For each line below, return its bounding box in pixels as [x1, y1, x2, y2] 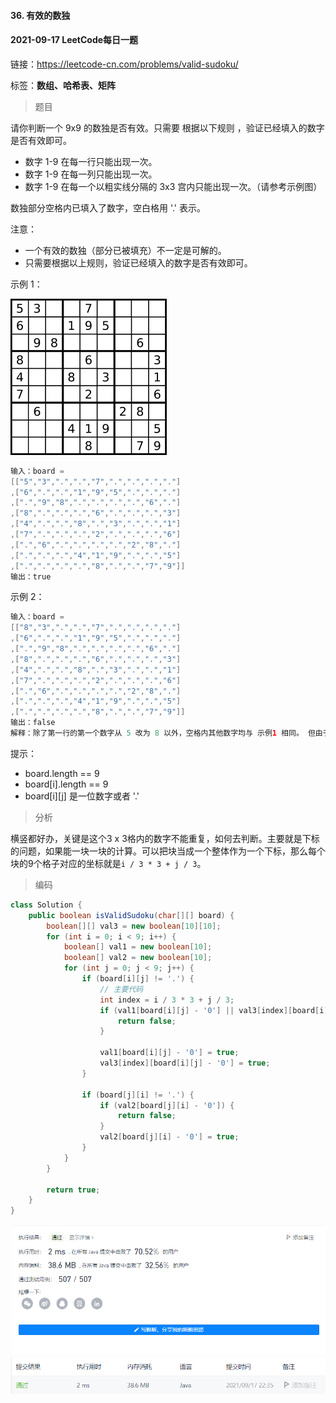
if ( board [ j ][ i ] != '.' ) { [81, 1090, 195, 1100]
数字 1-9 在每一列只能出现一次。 [24, 168, 158, 180]
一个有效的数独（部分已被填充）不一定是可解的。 [24, 244, 227, 256]
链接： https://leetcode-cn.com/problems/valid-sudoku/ [10, 58, 239, 70]
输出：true [10, 571, 52, 582]
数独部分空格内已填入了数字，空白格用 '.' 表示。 [10, 201, 207, 214]
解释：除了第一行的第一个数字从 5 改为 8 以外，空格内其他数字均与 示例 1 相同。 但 [10, 728, 316, 739]
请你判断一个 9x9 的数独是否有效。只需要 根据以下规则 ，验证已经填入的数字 [10, 121, 325, 134]
